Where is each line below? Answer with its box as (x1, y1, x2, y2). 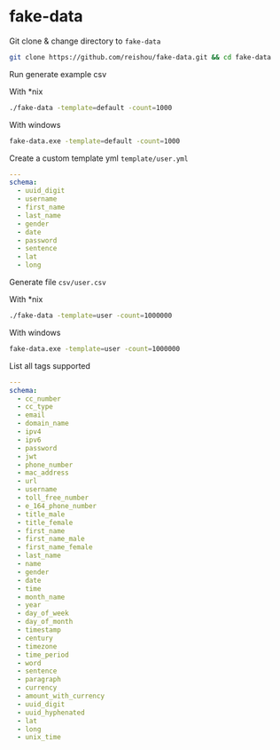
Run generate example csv (9, 68, 107, 79)
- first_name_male (17, 535, 86, 544)
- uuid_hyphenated (17, 708, 86, 717)
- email (17, 411, 46, 419)
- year (17, 601, 42, 610)
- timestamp (17, 626, 62, 634)
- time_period (17, 650, 69, 659)
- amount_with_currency (17, 691, 105, 701)
